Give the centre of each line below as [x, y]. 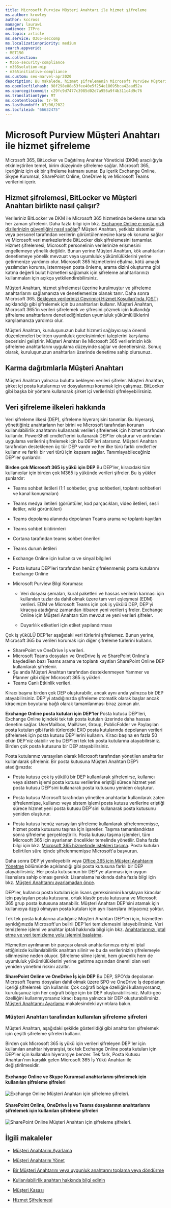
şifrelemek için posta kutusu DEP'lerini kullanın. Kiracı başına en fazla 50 [81, 735]
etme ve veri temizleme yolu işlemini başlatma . [54, 935]
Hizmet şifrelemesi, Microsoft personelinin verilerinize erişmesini [73, 245]
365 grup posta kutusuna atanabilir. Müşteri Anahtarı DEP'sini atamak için [82, 903]
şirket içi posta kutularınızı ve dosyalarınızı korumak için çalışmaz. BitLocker [85, 386]
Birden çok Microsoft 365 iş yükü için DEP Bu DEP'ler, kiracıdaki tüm [78, 468]
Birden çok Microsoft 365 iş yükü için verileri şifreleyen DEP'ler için [76, 1043]
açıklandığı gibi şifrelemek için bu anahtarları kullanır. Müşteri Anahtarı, [79, 304]
